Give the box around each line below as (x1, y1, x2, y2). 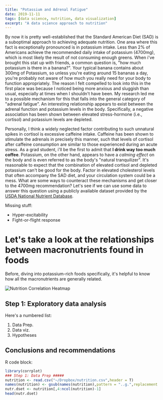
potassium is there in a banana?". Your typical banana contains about (5, 65, 144, 71)
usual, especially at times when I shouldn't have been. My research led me (5, 91, 155, 97)
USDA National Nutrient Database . (5, 193, 74, 199)
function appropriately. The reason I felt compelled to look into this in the (5, 81, 151, 87)
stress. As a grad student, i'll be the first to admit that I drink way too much (5, 147, 156, 153)
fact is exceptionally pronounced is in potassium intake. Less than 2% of (5, 44, 150, 50)
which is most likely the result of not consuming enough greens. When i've (5, 54, 155, 61)
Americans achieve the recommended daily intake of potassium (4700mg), (5, 50, 155, 55)
